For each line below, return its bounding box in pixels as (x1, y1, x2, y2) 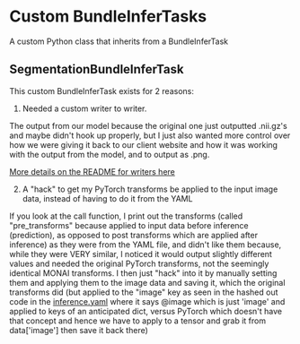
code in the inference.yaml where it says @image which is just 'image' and (9, 296, 286, 306)
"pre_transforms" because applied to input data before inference (9, 219, 249, 230)
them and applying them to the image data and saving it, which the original (9, 277, 286, 288)
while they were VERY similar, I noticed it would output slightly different (9, 248, 272, 259)
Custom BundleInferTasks (9, 6, 207, 27)
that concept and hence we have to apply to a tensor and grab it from (9, 315, 267, 326)
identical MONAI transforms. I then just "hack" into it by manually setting (9, 267, 278, 279)
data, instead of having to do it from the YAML (22, 193, 193, 203)
